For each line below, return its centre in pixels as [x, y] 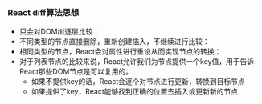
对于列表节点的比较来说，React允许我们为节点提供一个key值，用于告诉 [137, 62]
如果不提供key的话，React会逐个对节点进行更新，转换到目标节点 [138, 82]
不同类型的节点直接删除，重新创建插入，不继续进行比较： [114, 42]
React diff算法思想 [43, 12]
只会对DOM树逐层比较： [59, 32]
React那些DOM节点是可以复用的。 [76, 72]
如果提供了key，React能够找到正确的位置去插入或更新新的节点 [135, 92]
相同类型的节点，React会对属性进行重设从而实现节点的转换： [120, 52]
